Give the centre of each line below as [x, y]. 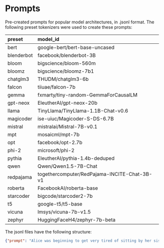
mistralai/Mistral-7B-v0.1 [67, 126]
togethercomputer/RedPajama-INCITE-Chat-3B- [95, 174]
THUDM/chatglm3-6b [63, 79]
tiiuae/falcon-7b [56, 87]
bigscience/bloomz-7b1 [66, 71]
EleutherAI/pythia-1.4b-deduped [76, 158]
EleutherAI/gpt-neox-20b [67, 103]
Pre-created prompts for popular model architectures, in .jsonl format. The [80, 22]
